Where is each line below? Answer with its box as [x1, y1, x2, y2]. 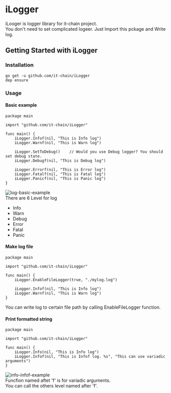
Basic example [5, 102, 37, 108]
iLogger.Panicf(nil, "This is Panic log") [14, 176, 106, 181]
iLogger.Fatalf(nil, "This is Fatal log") [14, 171, 106, 177]
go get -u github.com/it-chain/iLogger [5, 73, 90, 78]
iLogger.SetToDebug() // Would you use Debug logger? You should [14, 149, 163, 154]
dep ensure [5, 78, 29, 83]
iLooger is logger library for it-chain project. [5, 20, 97, 27]
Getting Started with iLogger [5, 46, 98, 55]
